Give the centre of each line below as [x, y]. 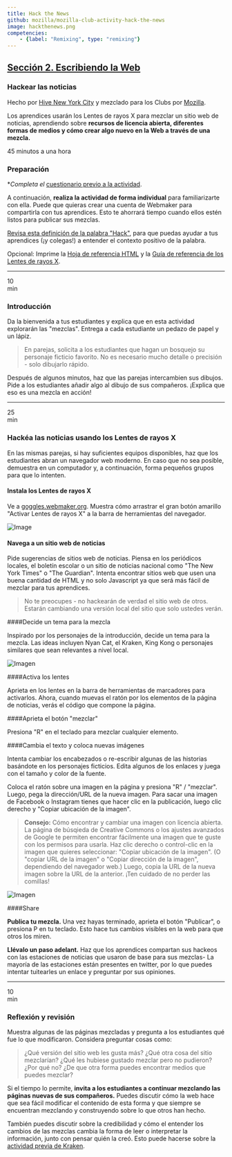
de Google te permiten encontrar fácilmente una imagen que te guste [123, 837]
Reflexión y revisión [41, 1017]
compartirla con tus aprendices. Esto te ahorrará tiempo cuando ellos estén [115, 213]
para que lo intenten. [37, 475]
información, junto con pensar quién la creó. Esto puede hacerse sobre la [112, 1139]
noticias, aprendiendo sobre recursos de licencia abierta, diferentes [105, 123]
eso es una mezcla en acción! [49, 393]
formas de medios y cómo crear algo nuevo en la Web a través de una [109, 130]
